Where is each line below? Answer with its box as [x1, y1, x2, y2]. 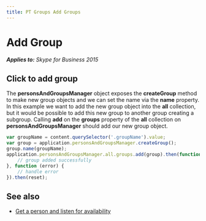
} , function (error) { [6, 163, 64, 169]
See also [6, 191, 40, 201]
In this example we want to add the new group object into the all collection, [6, 103, 196, 110]
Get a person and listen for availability [15, 207, 112, 215]
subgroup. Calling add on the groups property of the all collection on [6, 116, 181, 123]
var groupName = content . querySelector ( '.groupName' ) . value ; [6, 134, 166, 141]
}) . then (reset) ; [6, 174, 48, 180]
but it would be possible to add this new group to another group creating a [6, 109, 194, 117]
